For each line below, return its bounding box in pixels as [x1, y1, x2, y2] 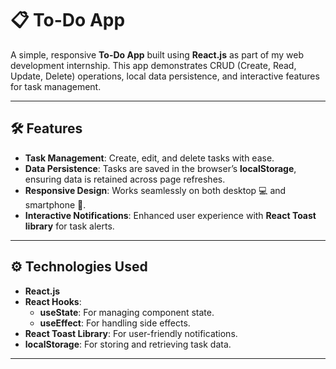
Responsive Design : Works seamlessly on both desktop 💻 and [24, 184, 287, 196]
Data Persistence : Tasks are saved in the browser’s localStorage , [24, 162, 297, 174]
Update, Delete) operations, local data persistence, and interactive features [10, 70, 320, 82]
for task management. [10, 80, 102, 92]
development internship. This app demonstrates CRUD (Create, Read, [10, 59, 297, 71]
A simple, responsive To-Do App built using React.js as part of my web [10, 48, 305, 61]
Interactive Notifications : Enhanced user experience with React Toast [24, 209, 317, 221]
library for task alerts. [24, 220, 115, 232]
